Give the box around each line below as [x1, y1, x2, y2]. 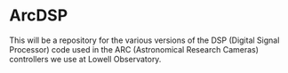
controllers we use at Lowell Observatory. [9, 53, 162, 64]
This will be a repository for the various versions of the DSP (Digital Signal [9, 35, 280, 45]
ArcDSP [9, 5, 68, 26]
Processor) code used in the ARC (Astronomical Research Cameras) [9, 44, 260, 54]
